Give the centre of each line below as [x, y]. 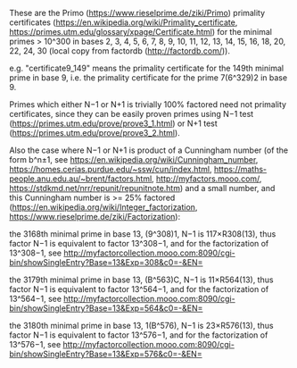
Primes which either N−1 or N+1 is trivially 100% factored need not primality [148, 105]
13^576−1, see [35, 344]
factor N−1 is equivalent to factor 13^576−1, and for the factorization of [139, 335]
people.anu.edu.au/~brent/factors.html [81, 179]
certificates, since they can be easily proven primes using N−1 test [132, 114]
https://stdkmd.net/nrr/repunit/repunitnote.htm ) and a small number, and [142, 188]
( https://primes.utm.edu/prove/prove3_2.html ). [95, 133]
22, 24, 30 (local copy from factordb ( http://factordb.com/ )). [120, 51]
